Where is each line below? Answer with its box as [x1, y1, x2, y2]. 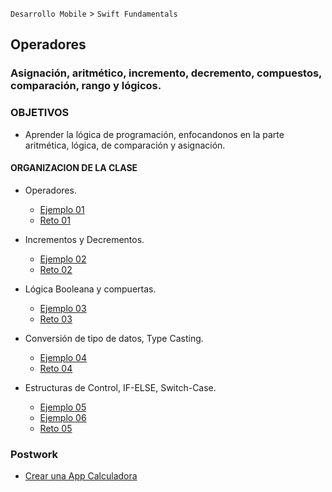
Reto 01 [39, 214, 71, 226]
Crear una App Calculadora [24, 470, 138, 482]
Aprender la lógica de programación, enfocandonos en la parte [24, 128, 285, 140]
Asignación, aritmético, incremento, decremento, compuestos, [10, 66, 323, 80]
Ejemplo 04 [39, 351, 87, 363]
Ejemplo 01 [39, 203, 85, 215]
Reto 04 [39, 362, 73, 374]
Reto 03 [39, 313, 73, 325]
